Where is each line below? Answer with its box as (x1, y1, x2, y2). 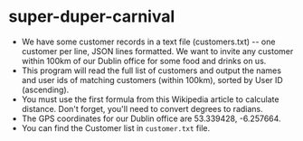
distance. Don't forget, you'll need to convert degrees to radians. (21, 103, 263, 114)
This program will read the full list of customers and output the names (21, 65, 282, 76)
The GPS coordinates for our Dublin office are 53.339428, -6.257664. (21, 113, 281, 124)
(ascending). (21, 84, 70, 95)
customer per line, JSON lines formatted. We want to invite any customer (21, 45, 294, 56)
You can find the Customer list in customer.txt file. (21, 122, 211, 133)
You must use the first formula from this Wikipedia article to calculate (21, 93, 279, 105)
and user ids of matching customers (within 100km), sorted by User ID (21, 74, 284, 85)
